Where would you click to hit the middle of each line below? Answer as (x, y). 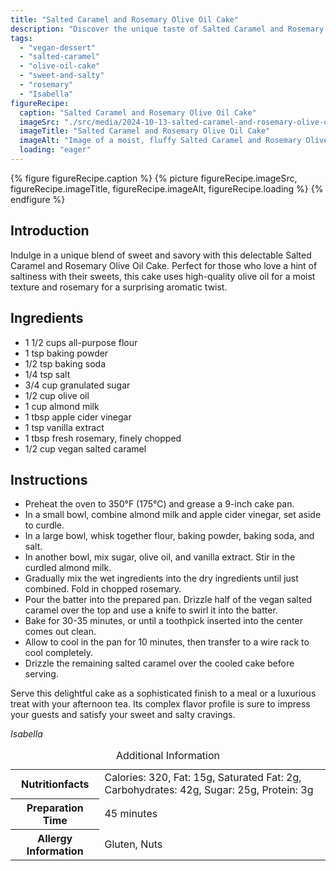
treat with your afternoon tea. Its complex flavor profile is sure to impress (160, 704)
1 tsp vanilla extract (64, 427)
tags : (21, 38)
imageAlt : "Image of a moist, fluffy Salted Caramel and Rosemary (160, 141)
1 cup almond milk (62, 406)
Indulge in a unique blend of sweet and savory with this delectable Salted (161, 255)
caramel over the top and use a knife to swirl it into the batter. (151, 610)
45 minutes (131, 813)
